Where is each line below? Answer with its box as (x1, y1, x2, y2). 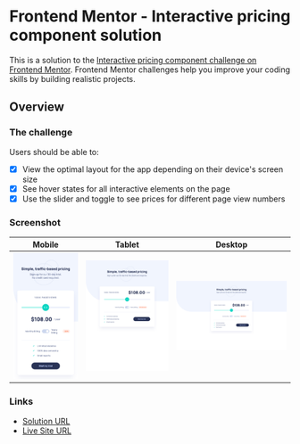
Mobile (32, 239, 60, 250)
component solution (9, 25, 162, 45)
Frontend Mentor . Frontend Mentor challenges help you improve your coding (9, 64, 291, 75)
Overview (9, 100, 65, 115)
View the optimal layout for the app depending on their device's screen (21, 163, 284, 175)
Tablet (114, 239, 140, 250)
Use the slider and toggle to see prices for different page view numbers (21, 193, 286, 204)
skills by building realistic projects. (9, 73, 136, 84)
